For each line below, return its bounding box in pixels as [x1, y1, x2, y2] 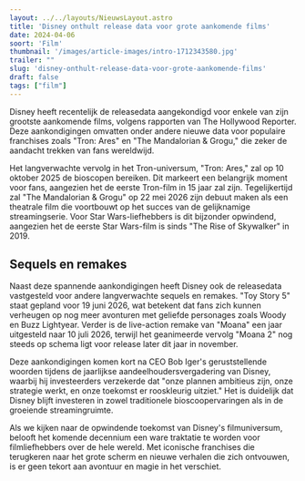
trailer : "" [9, 56, 55, 65]
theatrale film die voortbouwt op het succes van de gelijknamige [9, 201, 250, 212]
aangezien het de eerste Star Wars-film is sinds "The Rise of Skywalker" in [9, 220, 290, 231]
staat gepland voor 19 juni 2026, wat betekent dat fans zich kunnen [9, 300, 262, 311]
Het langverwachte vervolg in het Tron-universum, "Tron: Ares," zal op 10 [9, 162, 284, 173]
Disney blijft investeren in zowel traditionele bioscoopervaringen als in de [9, 395, 284, 406]
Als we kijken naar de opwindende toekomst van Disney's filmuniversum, [9, 423, 283, 434]
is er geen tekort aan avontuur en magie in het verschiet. [9, 461, 221, 472]
